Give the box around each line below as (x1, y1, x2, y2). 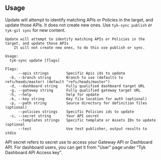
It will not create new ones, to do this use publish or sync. (14, 45, 145, 50)
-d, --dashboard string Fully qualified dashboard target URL (9, 83, 145, 88)
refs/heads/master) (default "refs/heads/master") (5, 79, 110, 84)
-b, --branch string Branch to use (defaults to (9, 75, 123, 80)
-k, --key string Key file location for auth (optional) (9, 96, 147, 101)
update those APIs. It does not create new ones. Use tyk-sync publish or (5, 22, 152, 28)
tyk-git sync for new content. (5, 27, 66, 33)
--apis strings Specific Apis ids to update (18, 71, 125, 76)
